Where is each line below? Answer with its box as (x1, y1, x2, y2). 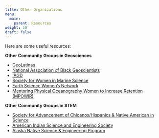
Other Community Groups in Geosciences (5, 53, 92, 59)
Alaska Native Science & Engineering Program (12, 128, 105, 133)
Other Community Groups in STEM (5, 103, 77, 108)
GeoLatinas (12, 62, 36, 68)
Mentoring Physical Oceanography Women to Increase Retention (12, 88, 143, 94)
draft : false (5, 30, 32, 35)
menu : (5, 12, 16, 17)
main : (9, 16, 21, 21)
